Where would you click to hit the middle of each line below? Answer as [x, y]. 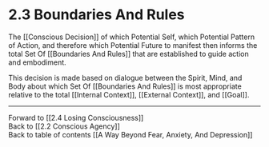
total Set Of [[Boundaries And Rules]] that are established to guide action [129, 54]
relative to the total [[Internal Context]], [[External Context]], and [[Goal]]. [129, 94]
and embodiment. [37, 62]
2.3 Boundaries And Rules [97, 15]
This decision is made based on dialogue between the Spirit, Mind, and [125, 77]
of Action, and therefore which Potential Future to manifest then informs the [133, 45]
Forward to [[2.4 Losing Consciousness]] [76, 117]
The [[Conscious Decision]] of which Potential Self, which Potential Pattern [131, 37]
